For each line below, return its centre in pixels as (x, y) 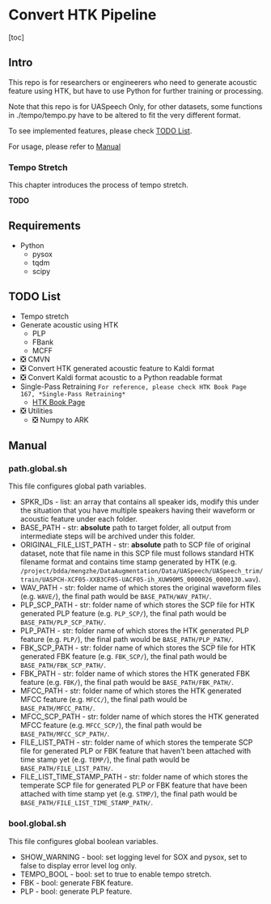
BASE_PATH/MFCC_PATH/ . (57, 708)
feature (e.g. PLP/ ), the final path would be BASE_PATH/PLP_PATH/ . (127, 640)
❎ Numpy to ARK (60, 420)
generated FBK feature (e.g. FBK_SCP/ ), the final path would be (123, 657)
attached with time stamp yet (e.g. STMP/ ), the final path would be (129, 794)
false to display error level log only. (78, 865)
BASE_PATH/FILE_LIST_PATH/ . (66, 768)
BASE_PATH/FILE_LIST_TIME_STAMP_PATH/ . (87, 803)
